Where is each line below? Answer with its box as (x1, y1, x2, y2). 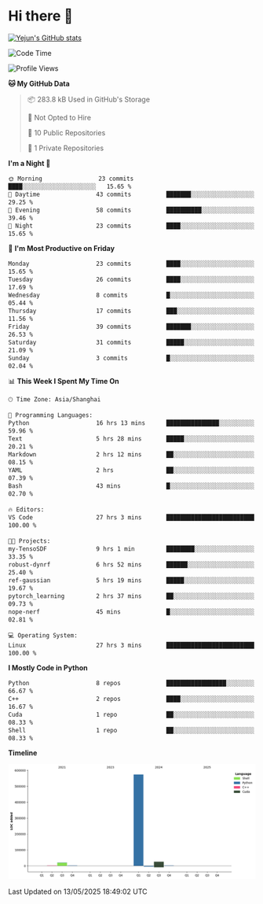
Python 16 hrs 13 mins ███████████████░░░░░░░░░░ (8, 419, 255, 427)
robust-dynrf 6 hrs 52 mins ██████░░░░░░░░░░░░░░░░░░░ (8, 560, 255, 569)
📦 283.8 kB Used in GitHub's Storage (27, 94, 151, 104)
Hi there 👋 (8, 7, 73, 25)
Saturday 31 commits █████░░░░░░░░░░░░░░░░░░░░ (8, 338, 255, 346)
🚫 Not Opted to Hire (27, 113, 92, 122)
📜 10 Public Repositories (27, 127, 106, 137)
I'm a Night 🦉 (8, 158, 51, 168)
